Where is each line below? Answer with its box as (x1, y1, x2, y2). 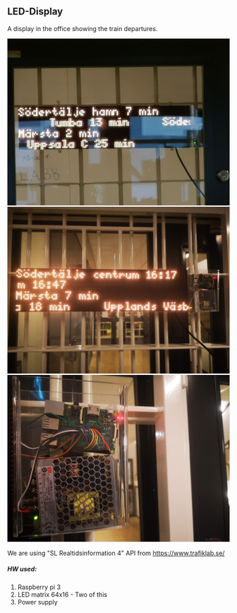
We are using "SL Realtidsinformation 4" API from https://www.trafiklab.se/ (7, 549, 225, 557)
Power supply (17, 597, 58, 606)
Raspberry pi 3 (17, 583, 61, 591)
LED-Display (7, 6, 63, 18)
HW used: (7, 565, 37, 573)
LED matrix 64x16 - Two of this (17, 590, 108, 599)
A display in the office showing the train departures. (7, 24, 158, 32)
